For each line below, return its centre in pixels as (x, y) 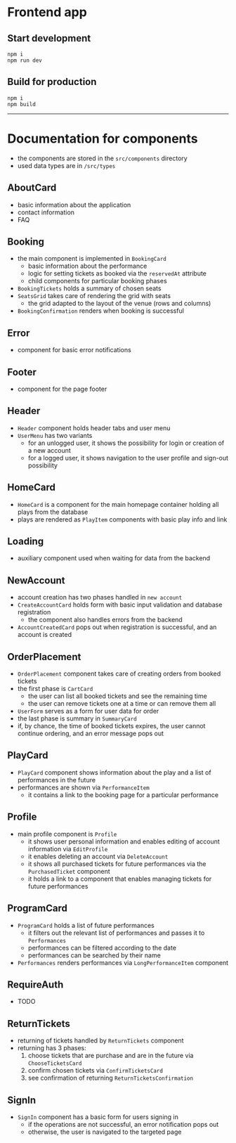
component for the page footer (62, 389)
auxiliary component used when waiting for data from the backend (114, 558)
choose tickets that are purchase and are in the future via (111, 1056)
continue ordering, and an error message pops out (90, 734)
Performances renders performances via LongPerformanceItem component (123, 962)
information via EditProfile (68, 848)
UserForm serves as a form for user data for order (88, 711)
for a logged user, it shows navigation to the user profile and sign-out (128, 458)
